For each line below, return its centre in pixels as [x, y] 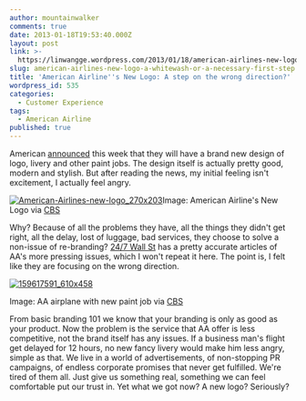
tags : [20, 111]
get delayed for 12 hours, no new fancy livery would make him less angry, [147, 348]
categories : [32, 94]
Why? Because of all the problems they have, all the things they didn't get [148, 227]
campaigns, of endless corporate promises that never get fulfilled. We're [146, 367]
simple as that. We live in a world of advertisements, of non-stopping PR [145, 357]
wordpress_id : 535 [44, 85]
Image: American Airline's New [220, 200]
